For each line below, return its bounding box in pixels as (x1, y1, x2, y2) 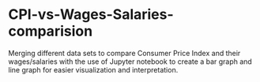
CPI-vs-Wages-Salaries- (8, 6, 174, 24)
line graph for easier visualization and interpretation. (8, 65, 179, 74)
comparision (8, 22, 93, 40)
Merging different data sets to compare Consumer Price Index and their (8, 48, 241, 58)
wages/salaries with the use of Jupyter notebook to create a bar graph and (8, 57, 253, 66)
